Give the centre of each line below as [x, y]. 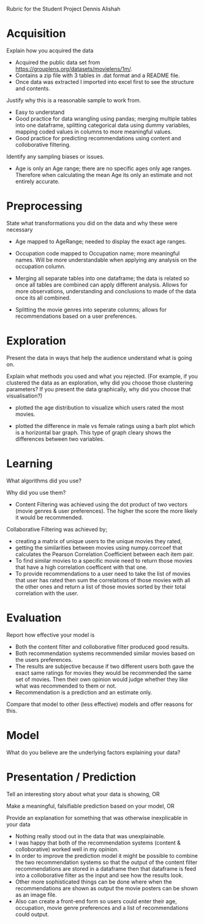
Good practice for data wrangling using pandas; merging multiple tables [106, 118]
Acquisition [36, 34]
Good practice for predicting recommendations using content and [98, 138]
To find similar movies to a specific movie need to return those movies [104, 560]
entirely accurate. [37, 181]
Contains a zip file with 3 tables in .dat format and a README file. [97, 75]
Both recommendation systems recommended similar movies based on [105, 653]
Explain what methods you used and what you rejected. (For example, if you [102, 376]
